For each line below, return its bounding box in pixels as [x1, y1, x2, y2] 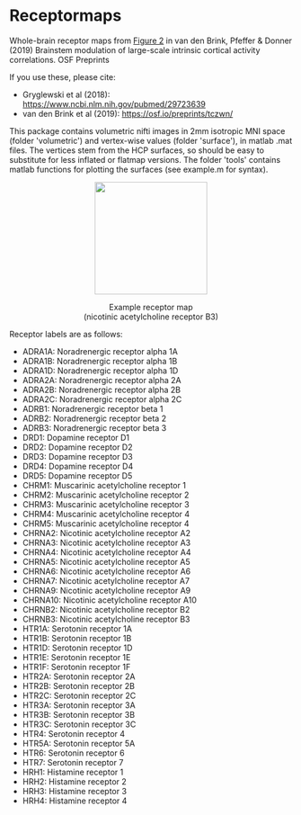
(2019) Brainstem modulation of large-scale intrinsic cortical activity [9, 44, 261, 55]
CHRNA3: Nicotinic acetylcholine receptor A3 [22, 537, 191, 548]
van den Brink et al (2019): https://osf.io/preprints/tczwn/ [22, 108, 234, 119]
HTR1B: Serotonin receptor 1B [22, 632, 132, 643]
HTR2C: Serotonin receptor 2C [22, 690, 137, 701]
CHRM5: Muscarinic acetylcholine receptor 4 [22, 518, 190, 529]
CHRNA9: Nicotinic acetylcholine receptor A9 [22, 585, 191, 596]
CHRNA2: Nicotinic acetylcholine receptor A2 [22, 527, 191, 538]
